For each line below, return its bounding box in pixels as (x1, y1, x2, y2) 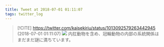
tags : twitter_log (5, 12, 43, 16)
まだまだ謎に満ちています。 (17, 37, 74, 43)
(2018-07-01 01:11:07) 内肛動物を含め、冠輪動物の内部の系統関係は (17, 31, 159, 36)
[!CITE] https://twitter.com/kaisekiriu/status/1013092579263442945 (17, 25, 156, 31)
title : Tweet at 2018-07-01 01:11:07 (5, 7, 83, 12)
